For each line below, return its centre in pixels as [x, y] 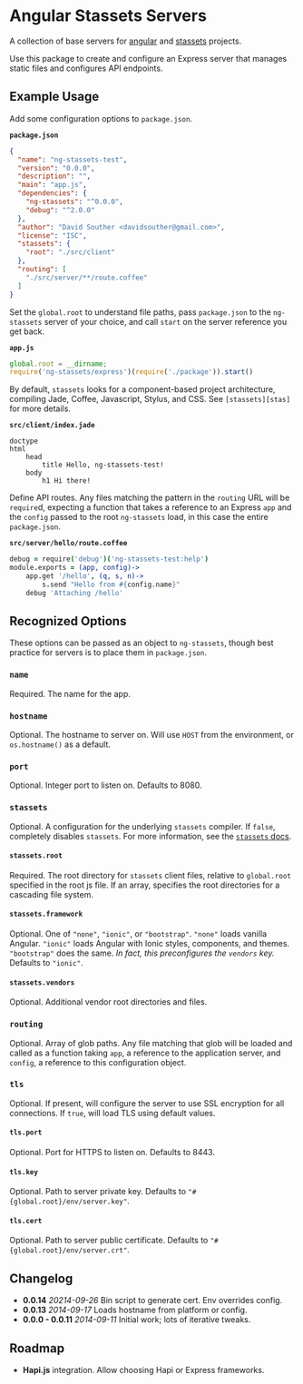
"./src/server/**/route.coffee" [87, 278]
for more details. [40, 408]
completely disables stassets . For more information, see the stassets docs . [151, 836]
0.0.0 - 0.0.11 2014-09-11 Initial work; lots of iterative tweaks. [137, 1320]
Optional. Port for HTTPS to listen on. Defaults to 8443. [112, 1153]
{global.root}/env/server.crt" [68, 1251]
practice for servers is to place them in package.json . [108, 653]
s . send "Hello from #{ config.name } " [111, 584]
